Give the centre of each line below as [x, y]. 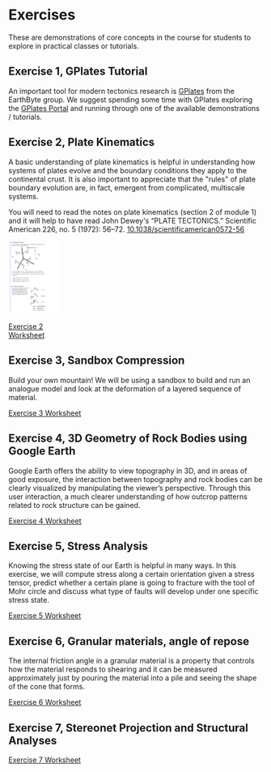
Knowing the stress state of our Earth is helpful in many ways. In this [123, 565]
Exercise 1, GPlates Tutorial [78, 72]
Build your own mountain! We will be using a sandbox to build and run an [129, 380]
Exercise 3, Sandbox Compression [97, 361]
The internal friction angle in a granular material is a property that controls [131, 661]
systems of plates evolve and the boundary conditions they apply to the [128, 170]
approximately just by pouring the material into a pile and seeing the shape [133, 678]
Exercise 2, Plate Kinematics [82, 142]
